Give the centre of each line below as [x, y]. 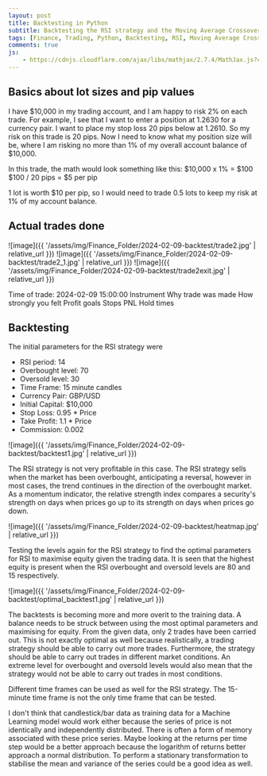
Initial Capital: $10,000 [56, 404]
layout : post [30, 15]
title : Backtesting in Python [58, 23]
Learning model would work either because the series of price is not [120, 722]
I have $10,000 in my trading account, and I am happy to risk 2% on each [128, 111]
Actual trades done [56, 226]
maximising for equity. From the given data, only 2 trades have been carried [132, 631]
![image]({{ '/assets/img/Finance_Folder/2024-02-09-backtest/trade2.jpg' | [132, 245]
